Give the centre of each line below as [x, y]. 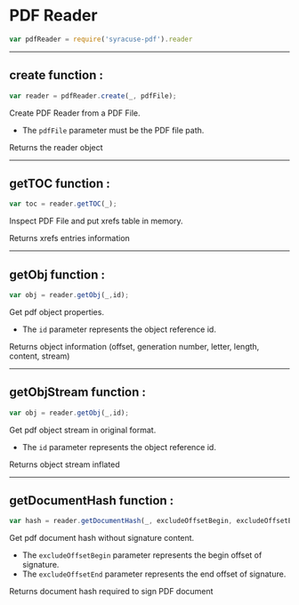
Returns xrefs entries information [70, 238]
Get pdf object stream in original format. [83, 430]
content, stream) [40, 356]
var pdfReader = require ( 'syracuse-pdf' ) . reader [101, 39]
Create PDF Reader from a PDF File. [75, 113]
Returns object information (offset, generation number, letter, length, [134, 346]
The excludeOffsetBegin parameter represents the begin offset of [142, 555]
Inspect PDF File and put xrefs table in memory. [97, 221]
